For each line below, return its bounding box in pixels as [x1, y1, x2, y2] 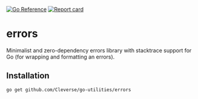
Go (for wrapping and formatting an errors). [6, 53, 115, 60]
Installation [6, 71, 50, 81]
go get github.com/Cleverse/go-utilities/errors [6, 86, 131, 93]
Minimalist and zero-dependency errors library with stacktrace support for [6, 46, 192, 54]
